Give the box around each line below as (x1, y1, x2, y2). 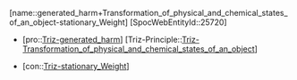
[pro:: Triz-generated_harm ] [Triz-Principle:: (21, 35, 182, 44)
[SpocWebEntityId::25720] (129, 17, 227, 28)
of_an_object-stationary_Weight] (9, 17, 128, 28)
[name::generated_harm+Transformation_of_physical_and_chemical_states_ (9, 8, 288, 18)
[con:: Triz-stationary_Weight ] (21, 61, 130, 71)
